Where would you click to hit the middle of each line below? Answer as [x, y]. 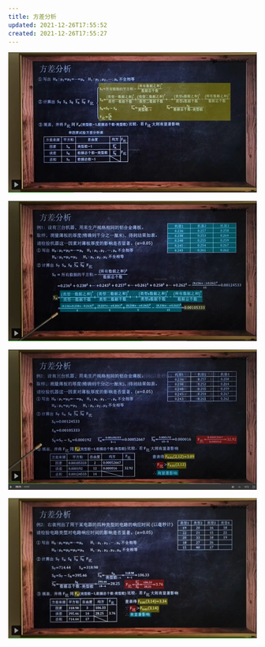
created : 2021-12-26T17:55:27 [58, 33]
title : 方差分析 [32, 17]
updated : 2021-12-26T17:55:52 [58, 25]
